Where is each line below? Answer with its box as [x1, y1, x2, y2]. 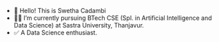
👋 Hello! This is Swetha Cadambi [13, 7, 107, 14]
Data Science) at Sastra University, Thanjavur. [13, 21, 145, 29]
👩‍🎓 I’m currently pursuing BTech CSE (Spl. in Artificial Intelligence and [13, 14, 212, 22]
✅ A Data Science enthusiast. [13, 28, 98, 36]
